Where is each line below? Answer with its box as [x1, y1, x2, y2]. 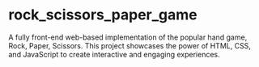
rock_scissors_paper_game [8, 6, 197, 24]
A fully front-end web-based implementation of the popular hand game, [8, 32, 248, 42]
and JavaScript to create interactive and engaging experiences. [8, 49, 220, 59]
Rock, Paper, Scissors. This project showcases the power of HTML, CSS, [8, 40, 251, 50]
